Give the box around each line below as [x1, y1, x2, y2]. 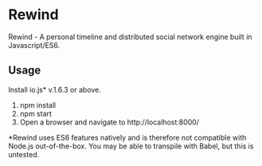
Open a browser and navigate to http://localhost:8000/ [19, 117, 199, 127]
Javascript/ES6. [8, 40, 61, 49]
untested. [8, 149, 40, 159]
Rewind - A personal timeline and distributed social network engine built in [8, 32, 252, 41]
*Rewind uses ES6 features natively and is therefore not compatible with [8, 132, 247, 142]
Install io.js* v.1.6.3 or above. [8, 85, 102, 94]
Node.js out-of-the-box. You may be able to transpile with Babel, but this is [8, 141, 254, 151]
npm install [19, 100, 57, 109]
